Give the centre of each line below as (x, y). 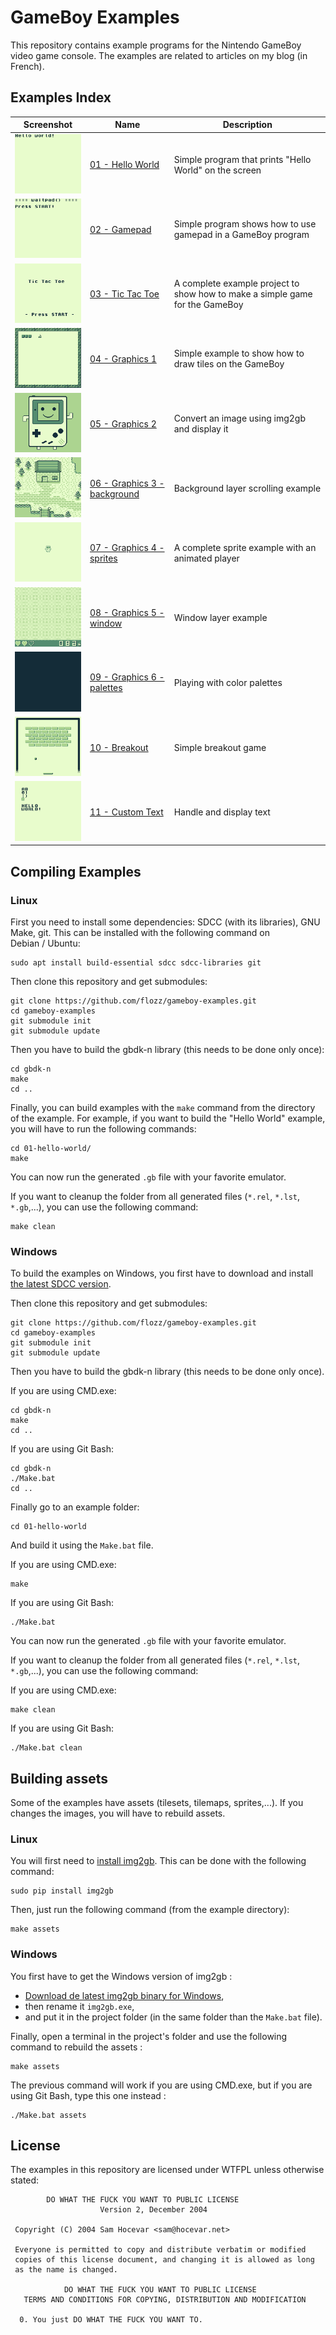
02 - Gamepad (120, 229)
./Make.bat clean (46, 1748)
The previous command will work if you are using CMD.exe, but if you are (161, 2085)
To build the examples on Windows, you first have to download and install (162, 1273)
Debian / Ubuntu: (45, 943)
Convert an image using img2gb (239, 418)
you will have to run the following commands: (103, 1128)
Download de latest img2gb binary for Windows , (124, 1995)
